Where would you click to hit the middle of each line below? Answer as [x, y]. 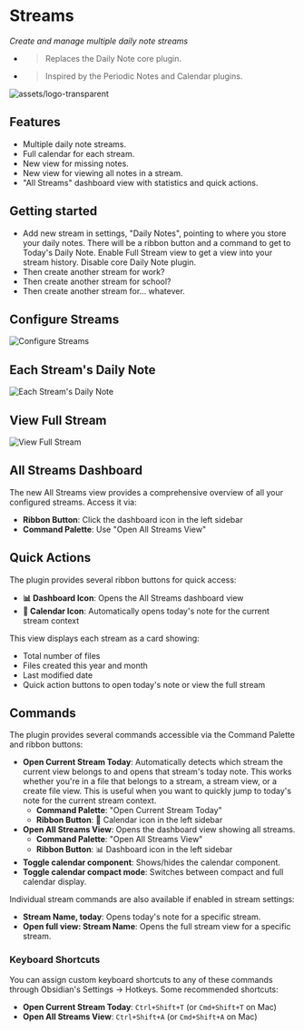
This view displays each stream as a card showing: [104, 638]
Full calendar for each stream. [78, 153]
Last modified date [58, 675]
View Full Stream [58, 420]
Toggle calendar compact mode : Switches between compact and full [153, 872]
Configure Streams [64, 319]
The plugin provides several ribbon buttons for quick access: [123, 579]
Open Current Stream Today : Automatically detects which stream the [153, 762]
